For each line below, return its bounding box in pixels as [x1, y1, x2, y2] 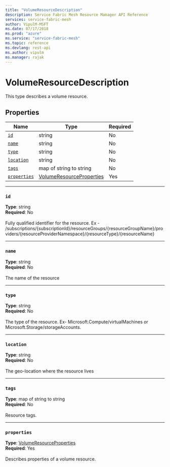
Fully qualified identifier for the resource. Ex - [5, 220, 100, 226]
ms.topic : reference [5, 41, 49, 46]
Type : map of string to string [5, 396, 65, 402]
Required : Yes [5, 445, 35, 451]
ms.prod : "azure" [5, 31, 42, 36]
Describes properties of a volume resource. [5, 456, 96, 462]
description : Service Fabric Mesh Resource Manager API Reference [5, 12, 148, 17]
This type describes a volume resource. [5, 94, 88, 100]
